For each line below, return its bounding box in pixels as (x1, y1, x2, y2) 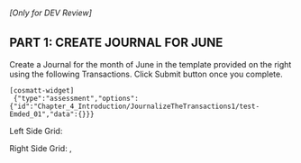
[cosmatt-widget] (9, 86, 75, 95)
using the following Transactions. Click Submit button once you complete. (9, 68, 283, 79)
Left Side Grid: (9, 125, 63, 136)
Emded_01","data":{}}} (9, 109, 95, 119)
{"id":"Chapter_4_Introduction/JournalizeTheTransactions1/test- (9, 102, 260, 111)
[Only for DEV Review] (9, 7, 93, 18)
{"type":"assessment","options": (13, 94, 140, 103)
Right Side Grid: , (9, 142, 72, 153)
